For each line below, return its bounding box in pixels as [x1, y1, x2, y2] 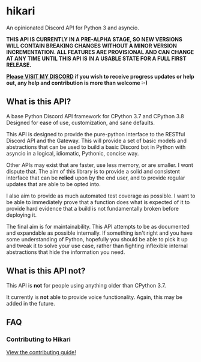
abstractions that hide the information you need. [6, 248, 125, 256]
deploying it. [6, 211, 37, 219]
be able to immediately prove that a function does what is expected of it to [6, 198, 190, 205]
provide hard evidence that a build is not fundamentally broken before [6, 205, 179, 212]
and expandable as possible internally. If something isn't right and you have [6, 229, 193, 237]
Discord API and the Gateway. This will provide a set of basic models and [6, 137, 187, 144]
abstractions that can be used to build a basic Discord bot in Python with [6, 143, 186, 151]
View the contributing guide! [6, 349, 76, 356]
